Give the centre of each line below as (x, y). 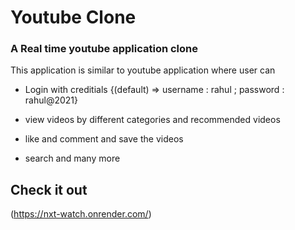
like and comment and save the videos (104, 139)
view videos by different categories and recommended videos (152, 120)
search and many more (72, 158)
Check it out (49, 189)
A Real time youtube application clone (104, 49)
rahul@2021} (51, 100)
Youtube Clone (73, 17)
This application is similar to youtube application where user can (143, 70)
